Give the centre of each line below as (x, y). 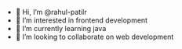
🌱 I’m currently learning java (61, 28)
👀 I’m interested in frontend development (81, 20)
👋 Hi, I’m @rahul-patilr (51, 12)
